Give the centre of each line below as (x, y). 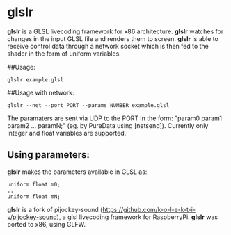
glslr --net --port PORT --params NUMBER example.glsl (88, 105)
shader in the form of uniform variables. (64, 54)
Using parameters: (49, 155)
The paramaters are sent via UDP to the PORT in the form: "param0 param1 (115, 118)
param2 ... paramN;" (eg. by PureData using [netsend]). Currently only (108, 125)
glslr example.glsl (35, 80)
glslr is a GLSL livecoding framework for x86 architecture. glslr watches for (115, 31)
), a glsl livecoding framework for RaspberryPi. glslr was (137, 217)
